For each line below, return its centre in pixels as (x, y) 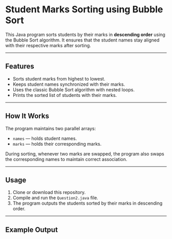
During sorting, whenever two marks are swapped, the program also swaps (85, 154)
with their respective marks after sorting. (48, 45)
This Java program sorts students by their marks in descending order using (85, 34)
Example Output (31, 230)
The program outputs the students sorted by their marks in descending (88, 203)
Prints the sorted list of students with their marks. (65, 95)
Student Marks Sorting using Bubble (84, 9)
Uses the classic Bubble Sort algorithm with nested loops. (73, 89)
